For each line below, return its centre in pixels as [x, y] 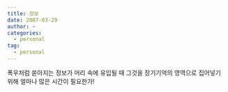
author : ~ [22, 26]
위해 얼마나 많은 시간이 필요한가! [51, 81]
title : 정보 [23, 13]
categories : [24, 33]
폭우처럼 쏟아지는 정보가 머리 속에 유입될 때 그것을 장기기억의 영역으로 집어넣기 [114, 73]
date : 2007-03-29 [32, 20]
